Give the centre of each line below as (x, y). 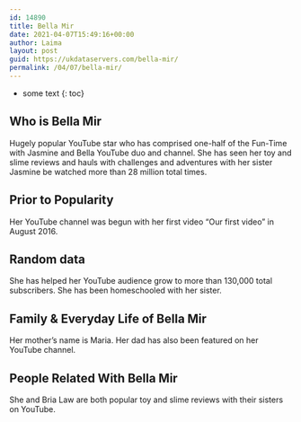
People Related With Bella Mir (93, 378)
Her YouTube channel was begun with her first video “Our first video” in (142, 222)
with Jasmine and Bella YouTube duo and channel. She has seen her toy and (150, 153)
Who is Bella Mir (55, 122)
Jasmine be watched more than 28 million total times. (108, 171)
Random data (47, 259)
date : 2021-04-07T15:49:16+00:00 (72, 34)
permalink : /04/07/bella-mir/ (66, 68)
